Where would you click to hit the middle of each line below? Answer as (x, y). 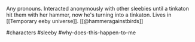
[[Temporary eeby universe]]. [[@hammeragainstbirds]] (75, 21)
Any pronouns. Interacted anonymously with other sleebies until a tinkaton (98, 9)
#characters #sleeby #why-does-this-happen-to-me (71, 33)
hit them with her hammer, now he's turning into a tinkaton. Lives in (89, 15)
